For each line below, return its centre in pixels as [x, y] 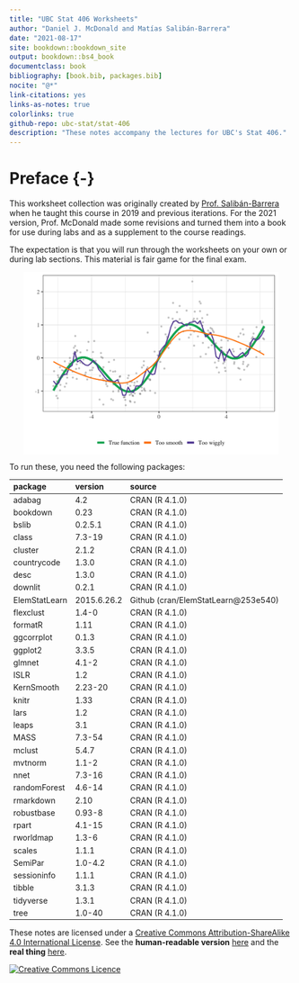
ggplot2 [28, 650]
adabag [27, 500]
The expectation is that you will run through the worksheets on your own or [148, 250]
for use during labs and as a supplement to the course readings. [128, 232]
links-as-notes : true [50, 104]
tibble [23, 888]
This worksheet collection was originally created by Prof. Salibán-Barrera [145, 203]
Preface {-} [52, 179]
